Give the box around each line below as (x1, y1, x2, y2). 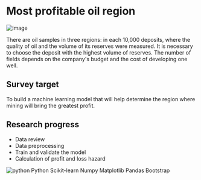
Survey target (6, 79, 59, 90)
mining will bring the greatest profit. (6, 102, 95, 109)
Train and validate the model (14, 148, 86, 156)
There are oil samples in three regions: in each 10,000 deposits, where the (6, 36, 191, 43)
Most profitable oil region (6, 4, 136, 18)
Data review (14, 135, 45, 143)
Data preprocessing (14, 142, 65, 149)
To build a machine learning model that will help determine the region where (6, 95, 196, 102)
